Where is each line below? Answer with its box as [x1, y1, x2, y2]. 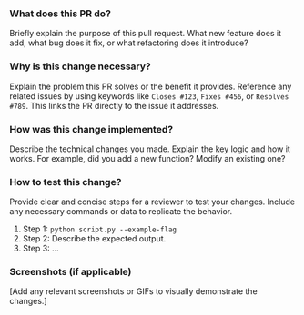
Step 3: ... [22, 243, 59, 254]
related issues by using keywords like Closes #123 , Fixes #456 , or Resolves [9, 90, 289, 102]
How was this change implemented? [9, 123, 174, 135]
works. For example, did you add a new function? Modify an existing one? [9, 153, 286, 163]
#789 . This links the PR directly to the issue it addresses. [9, 100, 219, 111]
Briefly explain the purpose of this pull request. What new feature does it [9, 28, 282, 39]
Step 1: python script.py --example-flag [22, 223, 177, 234]
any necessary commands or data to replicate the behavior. [9, 206, 233, 217]
